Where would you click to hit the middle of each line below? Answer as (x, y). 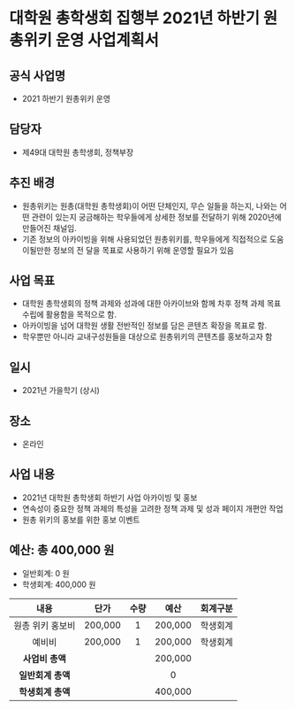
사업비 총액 (44, 659)
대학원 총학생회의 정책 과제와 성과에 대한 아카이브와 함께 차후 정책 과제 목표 (151, 304)
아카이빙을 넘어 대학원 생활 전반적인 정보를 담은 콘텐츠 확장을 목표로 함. (144, 326)
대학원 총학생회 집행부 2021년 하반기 (135, 18)
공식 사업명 (38, 76)
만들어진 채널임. (49, 228)
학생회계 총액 (45, 691)
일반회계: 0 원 (45, 573)
